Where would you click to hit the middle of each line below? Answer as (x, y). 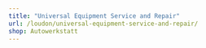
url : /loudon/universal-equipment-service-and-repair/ (103, 24)
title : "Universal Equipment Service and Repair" (94, 16)
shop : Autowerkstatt (44, 31)
